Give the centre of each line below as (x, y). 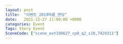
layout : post (19, 10)
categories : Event (25, 24)
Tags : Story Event (25, 29)
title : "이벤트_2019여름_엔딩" (36, 15)
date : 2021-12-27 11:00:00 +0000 (43, 19)
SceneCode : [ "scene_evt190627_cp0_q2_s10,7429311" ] (62, 33)
